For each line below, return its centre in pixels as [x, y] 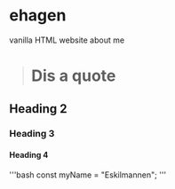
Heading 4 [29, 155]
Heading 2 [39, 109]
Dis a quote [73, 76]
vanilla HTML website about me [67, 40]
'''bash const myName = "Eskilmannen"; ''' [88, 175]
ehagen [38, 16]
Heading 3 [32, 134]
